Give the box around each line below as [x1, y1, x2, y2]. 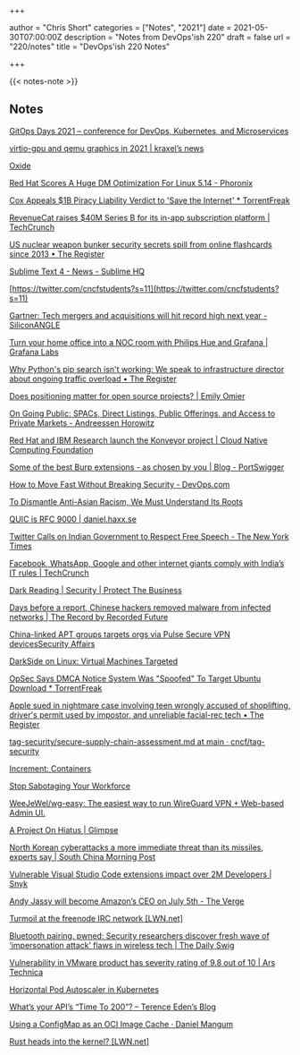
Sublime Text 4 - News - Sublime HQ [9, 266, 146, 277]
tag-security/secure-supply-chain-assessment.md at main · [9, 736, 229, 747]
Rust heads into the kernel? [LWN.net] [9, 1035, 150, 1047]
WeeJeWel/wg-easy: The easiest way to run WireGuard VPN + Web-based [9, 797, 284, 808]
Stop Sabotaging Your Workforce [9, 780, 131, 791]
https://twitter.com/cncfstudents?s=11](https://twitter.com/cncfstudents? [12, 283, 279, 294]
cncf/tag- [230, 736, 266, 747]
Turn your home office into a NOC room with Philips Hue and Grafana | [9, 336, 269, 347]
